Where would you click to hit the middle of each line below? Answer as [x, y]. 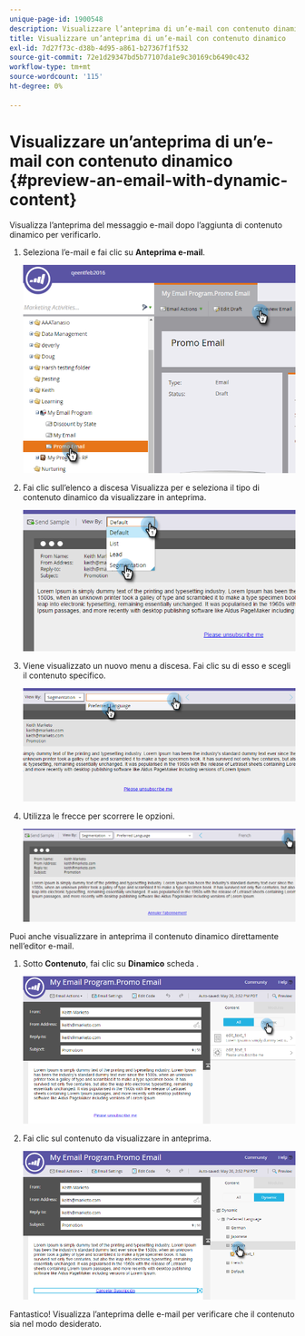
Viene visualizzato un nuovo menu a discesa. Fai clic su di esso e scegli [157, 666]
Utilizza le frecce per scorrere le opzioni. [98, 816]
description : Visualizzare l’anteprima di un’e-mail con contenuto [140, 29]
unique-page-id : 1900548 [56, 19]
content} [43, 199]
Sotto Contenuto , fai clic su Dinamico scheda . [111, 964]
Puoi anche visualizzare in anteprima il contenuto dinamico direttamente [144, 937]
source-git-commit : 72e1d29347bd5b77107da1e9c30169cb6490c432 [129, 58]
